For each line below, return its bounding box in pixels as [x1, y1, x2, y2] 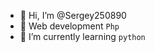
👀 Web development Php [19, 20, 120, 32]
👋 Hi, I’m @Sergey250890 [19, 10, 127, 21]
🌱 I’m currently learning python [19, 31, 146, 42]
